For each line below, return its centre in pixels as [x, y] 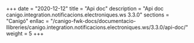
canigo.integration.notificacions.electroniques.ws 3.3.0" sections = [88, 15]
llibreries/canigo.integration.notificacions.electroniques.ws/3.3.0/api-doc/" [97, 27]
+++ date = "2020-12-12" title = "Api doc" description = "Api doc [85, 9]
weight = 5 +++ [25, 34]
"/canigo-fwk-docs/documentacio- [93, 21]
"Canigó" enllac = [28, 21]
